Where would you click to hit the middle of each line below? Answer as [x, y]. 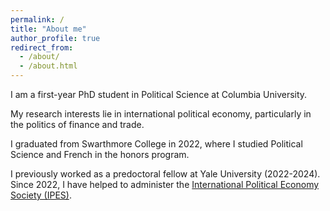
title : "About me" [48, 29]
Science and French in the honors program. [100, 154]
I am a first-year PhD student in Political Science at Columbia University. [159, 94]
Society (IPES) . [41, 195]
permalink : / [37, 19]
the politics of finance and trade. [77, 124]
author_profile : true [55, 38]
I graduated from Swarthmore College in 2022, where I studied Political [156, 144]
